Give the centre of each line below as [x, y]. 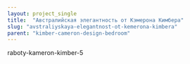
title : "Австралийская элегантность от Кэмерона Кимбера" [96, 20]
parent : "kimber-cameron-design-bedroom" [69, 33]
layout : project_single [42, 14]
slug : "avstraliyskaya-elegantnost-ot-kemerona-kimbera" [93, 26]
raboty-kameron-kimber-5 [45, 53]
